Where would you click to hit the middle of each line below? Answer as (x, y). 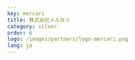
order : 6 (20, 33)
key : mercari (26, 13)
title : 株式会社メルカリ (39, 20)
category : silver (32, 26)
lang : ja (20, 46)
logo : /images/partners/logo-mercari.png (68, 39)
